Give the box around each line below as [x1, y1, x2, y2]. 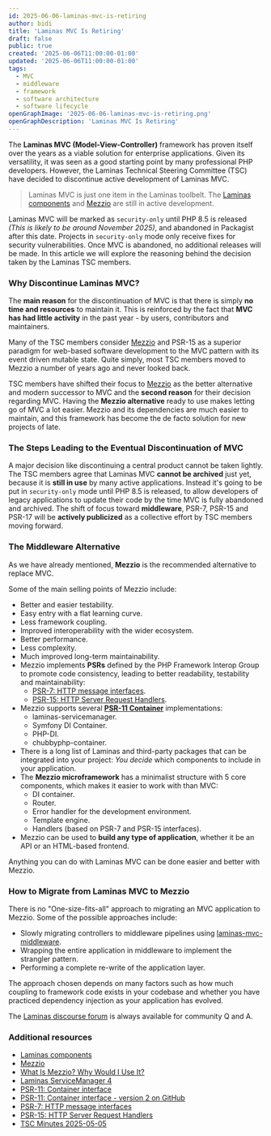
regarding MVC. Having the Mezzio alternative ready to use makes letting [8, 397, 255, 406]
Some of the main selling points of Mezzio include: [8, 584, 177, 594]
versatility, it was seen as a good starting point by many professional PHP [8, 156, 253, 166]
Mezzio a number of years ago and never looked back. [8, 363, 191, 373]
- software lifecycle [15, 102, 89, 110]
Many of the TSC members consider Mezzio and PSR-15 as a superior [8, 337, 242, 347]
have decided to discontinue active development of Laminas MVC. [8, 174, 230, 183]
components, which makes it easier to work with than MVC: [19, 780, 218, 791]
